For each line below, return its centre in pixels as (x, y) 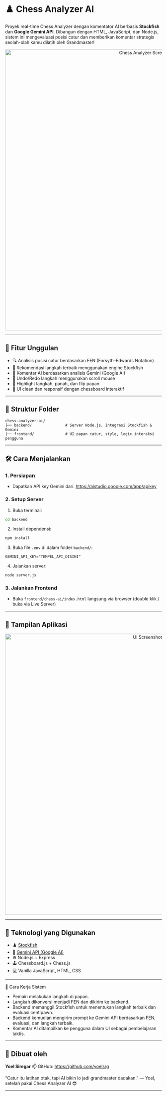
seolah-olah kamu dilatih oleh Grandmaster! (50, 42)
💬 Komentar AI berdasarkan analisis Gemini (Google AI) (69, 373)
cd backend (16, 520)
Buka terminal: (27, 510)
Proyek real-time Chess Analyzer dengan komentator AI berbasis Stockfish (83, 26)
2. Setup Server (24, 500)
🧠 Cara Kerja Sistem (26, 987)
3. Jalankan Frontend (31, 588)
